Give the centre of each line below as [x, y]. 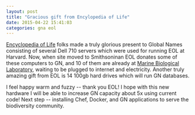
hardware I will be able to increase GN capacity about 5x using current [91, 93]
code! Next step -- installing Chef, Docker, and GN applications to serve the [97, 100]
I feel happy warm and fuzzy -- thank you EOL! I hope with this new [88, 87]
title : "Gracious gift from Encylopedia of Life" [68, 17]
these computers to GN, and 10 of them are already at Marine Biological [93, 63]
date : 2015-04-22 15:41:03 [39, 22]
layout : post [22, 11]
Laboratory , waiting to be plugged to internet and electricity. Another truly [95, 70]
